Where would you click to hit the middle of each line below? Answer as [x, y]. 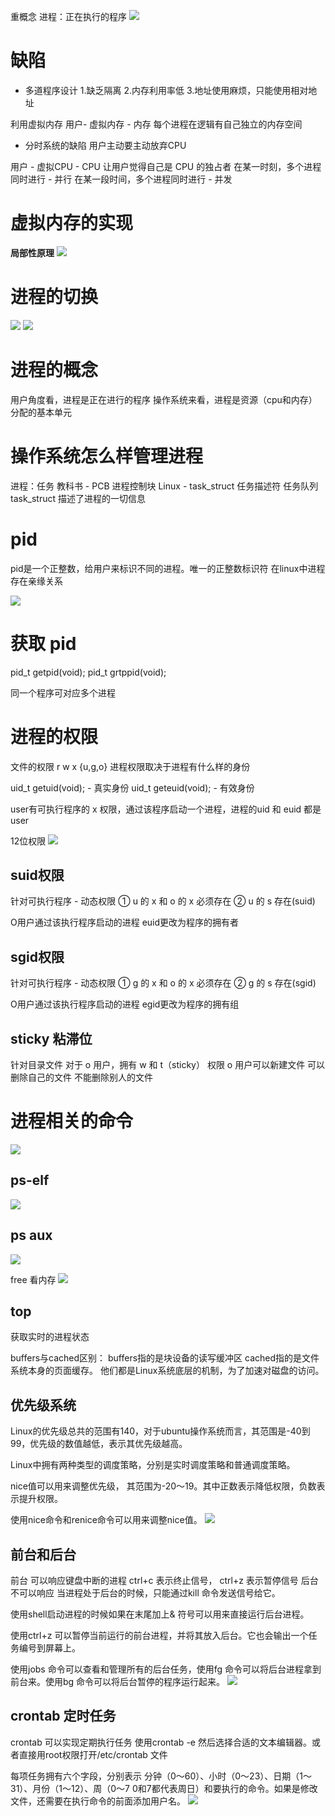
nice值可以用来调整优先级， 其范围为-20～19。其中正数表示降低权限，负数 [163, 1486]
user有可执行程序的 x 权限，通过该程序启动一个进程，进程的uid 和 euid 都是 [166, 809]
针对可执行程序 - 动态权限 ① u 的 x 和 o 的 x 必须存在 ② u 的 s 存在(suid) [163, 901]
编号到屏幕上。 [49, 1647]
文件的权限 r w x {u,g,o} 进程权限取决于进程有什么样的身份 [130, 766]
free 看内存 [33, 1279]
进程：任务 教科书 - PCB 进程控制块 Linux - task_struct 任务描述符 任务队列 [164, 486]
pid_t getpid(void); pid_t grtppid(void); [88, 672]
